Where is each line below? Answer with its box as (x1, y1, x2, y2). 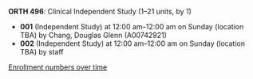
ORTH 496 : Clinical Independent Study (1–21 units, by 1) (8, 7, 192, 16)
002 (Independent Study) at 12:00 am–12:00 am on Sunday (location (19, 39, 246, 48)
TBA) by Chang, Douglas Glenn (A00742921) (19, 31, 168, 39)
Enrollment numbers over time (8, 62, 108, 72)
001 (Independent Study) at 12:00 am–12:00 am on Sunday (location (19, 22, 244, 31)
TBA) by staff (19, 47, 64, 56)
